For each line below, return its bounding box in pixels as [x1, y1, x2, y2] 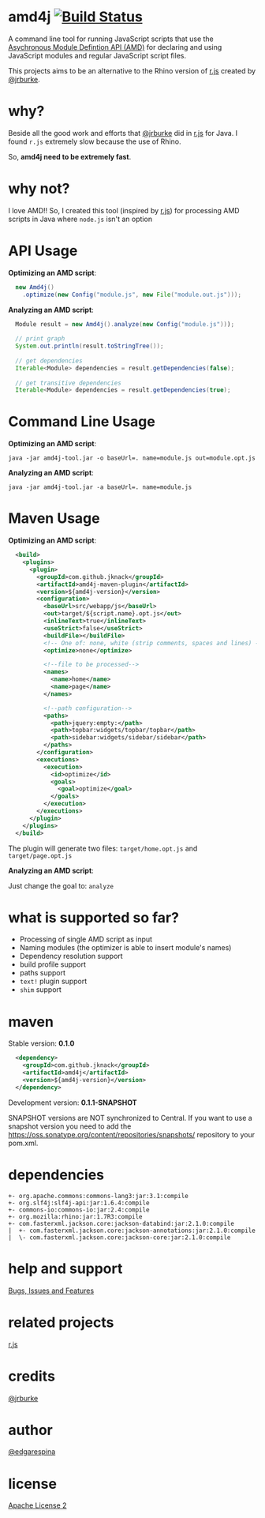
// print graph [15, 335, 65, 343]
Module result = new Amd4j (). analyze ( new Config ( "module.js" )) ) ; [15, 320, 235, 328]
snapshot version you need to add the [8, 1122, 132, 1131]
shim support [19, 985, 62, 994]
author [8, 1421, 54, 1439]
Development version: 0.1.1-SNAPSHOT [8, 1098, 137, 1107]
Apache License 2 [8, 1501, 67, 1510]
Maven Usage [8, 509, 100, 528]
